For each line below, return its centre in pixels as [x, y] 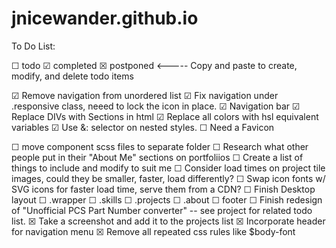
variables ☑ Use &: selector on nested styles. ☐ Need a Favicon [143, 127]
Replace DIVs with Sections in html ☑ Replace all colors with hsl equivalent [165, 116]
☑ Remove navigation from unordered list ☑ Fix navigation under [145, 95]
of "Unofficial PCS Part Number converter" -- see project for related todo [162, 210]
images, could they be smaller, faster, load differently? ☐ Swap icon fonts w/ [168, 178]
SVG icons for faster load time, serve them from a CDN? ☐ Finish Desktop [163, 189]
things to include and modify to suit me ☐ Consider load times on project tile [168, 168]
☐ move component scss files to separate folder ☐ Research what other [160, 146]
